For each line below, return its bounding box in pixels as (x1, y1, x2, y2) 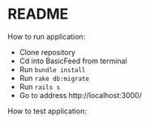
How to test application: (7, 106, 87, 116)
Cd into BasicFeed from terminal (19, 56, 127, 66)
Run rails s (19, 82, 61, 92)
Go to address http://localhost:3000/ (19, 90, 143, 100)
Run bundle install (19, 64, 86, 74)
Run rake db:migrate (19, 73, 90, 83)
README (7, 5, 69, 24)
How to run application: (7, 32, 86, 41)
